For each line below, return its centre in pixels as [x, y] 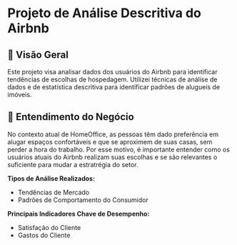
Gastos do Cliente [44, 235]
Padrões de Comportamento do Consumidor [83, 200]
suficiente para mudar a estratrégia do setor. [73, 164]
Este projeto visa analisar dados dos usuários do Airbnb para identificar [112, 72]
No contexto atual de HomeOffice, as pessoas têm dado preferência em [113, 134]
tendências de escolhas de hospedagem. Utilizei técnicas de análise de [112, 79]
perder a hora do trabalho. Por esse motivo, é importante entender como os [119, 149]
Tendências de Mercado [54, 192]
